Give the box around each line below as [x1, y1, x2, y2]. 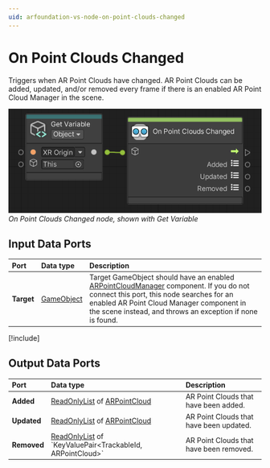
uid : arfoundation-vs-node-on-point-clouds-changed [8, 13, 185, 21]
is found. [89, 315, 118, 325]
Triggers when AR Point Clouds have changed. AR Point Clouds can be [8, 75, 243, 85]
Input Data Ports [8, 238, 92, 251]
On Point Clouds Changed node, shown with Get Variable [8, 213, 198, 223]
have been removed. [185, 444, 253, 454]
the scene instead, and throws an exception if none [89, 307, 259, 317]
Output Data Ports [8, 357, 100, 371]
